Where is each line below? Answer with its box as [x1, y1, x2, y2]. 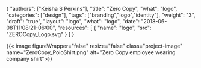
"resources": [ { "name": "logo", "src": [57, 24, 152, 31]
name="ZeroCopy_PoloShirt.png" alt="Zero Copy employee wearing [6, 49, 176, 56]
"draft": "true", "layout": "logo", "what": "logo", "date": [6, 18, 140, 25]
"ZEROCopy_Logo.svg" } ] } [6, 31, 75, 38]
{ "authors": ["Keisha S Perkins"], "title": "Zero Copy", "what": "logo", [6, 5, 178, 12]
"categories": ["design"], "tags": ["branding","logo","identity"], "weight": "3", [6, 11, 196, 19]
